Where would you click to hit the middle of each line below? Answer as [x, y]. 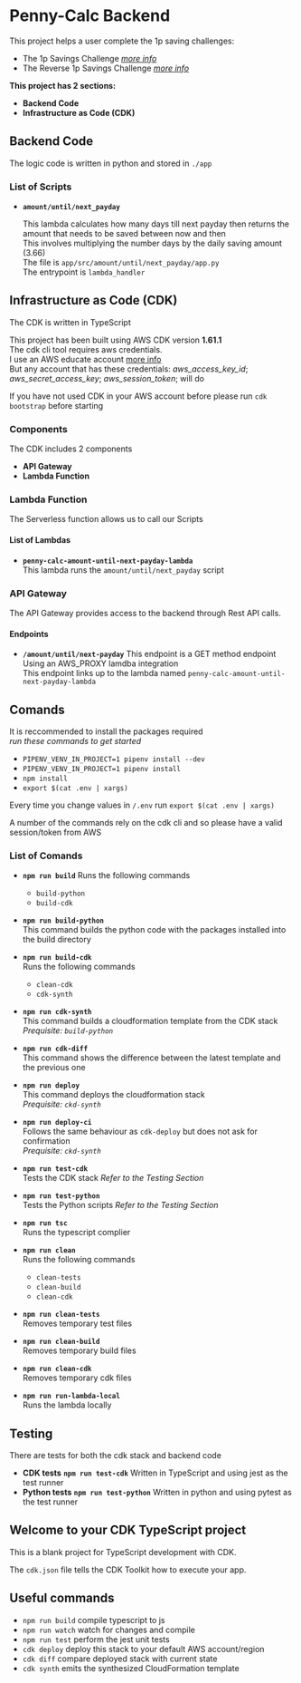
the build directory [57, 940]
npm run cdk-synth [57, 1012]
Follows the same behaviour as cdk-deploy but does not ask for [140, 1132]
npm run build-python [63, 921]
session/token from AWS [56, 832]
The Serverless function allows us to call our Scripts [106, 519]
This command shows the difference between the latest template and [151, 1058]
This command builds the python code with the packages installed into [154, 930]
